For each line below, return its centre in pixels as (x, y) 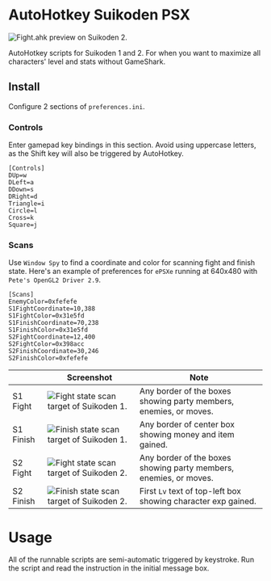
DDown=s (21, 190)
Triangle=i (27, 204)
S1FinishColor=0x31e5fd (48, 330)
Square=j (23, 225)
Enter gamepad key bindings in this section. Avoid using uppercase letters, (132, 145)
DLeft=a (21, 183)
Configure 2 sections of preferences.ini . (77, 106)
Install (24, 87)
